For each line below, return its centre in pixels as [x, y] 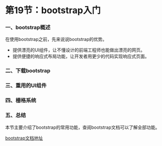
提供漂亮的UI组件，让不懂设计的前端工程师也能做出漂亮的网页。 [78, 50]
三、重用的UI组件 [26, 85]
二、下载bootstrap [28, 71]
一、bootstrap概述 [28, 27]
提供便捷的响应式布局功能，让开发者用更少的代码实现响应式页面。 [81, 57]
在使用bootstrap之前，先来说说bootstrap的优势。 [56, 39]
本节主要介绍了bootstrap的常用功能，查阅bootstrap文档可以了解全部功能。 [83, 127]
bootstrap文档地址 [24, 138]
